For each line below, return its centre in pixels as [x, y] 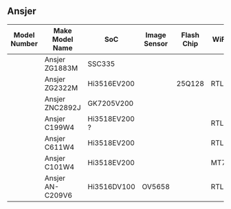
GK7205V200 [111, 103]
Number [24, 43]
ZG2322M [61, 87]
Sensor [156, 43]
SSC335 [101, 63]
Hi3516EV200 [111, 83]
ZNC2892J [63, 107]
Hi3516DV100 [111, 186]
